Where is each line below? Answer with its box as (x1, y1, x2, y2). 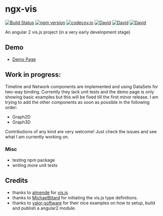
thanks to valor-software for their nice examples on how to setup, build (12, 200, 156, 206)
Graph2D (12, 114, 31, 120)
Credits (5, 176, 28, 185)
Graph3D (12, 119, 31, 125)
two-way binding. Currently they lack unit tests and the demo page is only (5, 89, 154, 95)
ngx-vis (5, 3, 37, 15)
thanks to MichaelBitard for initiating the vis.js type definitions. (12, 194, 138, 200)
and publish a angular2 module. (12, 205, 76, 211)
